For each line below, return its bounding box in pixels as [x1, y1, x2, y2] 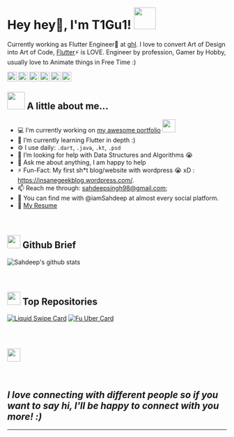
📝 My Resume [17, 201, 58, 209]
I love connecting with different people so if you [7, 389, 219, 401]
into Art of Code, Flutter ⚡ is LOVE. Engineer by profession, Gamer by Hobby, [7, 47, 226, 56]
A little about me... [26, 100, 109, 112]
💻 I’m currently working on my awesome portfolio [17, 125, 162, 134]
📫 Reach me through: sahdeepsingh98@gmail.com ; [17, 183, 168, 192]
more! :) [7, 411, 42, 422]
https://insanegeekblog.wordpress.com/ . [17, 176, 134, 184]
